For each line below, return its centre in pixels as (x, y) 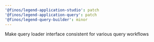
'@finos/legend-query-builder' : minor (46, 19)
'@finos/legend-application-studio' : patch (52, 10)
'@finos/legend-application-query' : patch (51, 15)
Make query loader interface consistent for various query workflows (77, 34)
